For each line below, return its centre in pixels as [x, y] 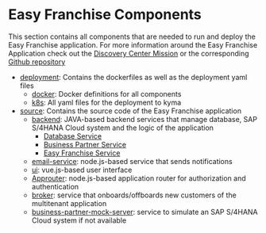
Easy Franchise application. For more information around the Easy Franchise [133, 44]
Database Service [72, 136]
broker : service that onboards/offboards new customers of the [134, 195]
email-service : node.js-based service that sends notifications [132, 161]
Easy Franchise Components [105, 15]
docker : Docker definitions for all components [106, 94]
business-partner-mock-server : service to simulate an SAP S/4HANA [145, 212]
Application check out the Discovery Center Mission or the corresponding [129, 53]
